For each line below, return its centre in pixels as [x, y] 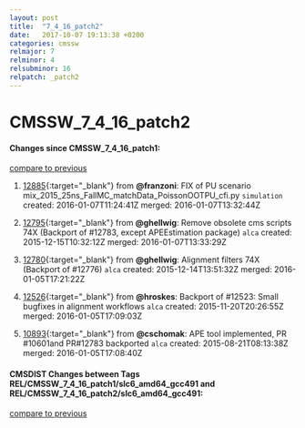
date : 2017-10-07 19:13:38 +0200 [77, 35]
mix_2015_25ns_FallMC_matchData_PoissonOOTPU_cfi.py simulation [152, 196]
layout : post [34, 18]
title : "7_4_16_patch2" [56, 26]
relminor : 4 [32, 60]
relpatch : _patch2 [44, 77]
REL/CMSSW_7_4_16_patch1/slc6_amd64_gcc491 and [112, 383]
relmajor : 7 [32, 52]
